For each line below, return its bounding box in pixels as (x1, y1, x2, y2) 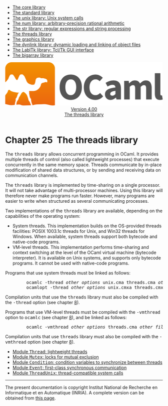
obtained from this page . (5, 395, 56, 401)
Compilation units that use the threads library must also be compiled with (5, 294, 158, 300)
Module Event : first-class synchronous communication (12, 365, 127, 371)
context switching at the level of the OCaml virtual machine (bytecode (12, 249, 156, 255)
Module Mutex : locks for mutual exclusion (12, 354, 99, 360)
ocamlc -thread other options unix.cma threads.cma (26, 280, 156, 286)
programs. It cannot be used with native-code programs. (12, 260, 129, 266)
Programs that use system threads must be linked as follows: (5, 270, 131, 276)
